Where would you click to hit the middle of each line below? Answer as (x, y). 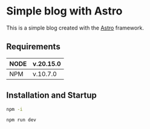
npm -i (15, 109)
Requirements (33, 47)
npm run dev (21, 120)
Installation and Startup (51, 96)
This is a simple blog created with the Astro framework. (75, 28)
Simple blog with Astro (64, 11)
